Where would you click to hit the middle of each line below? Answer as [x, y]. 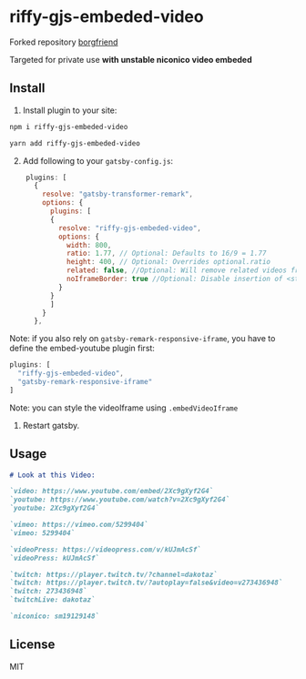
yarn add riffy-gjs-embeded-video [75, 143]
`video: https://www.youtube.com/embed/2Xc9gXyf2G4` [112, 492]
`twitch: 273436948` [49, 592]
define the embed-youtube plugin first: [82, 349]
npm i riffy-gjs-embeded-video [69, 127]
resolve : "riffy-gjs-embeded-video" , [130, 228]
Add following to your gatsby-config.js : [98, 160]
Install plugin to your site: [70, 110]
